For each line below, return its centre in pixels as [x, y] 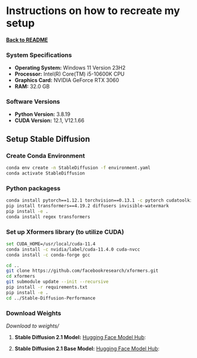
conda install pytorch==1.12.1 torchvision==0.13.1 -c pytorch [85, 200]
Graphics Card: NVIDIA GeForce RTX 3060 [67, 80]
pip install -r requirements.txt [47, 287]
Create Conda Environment [45, 155]
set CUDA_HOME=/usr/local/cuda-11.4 [51, 244]
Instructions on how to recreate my [93, 11]
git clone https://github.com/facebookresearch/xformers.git [82, 271]
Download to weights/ [33, 326]
